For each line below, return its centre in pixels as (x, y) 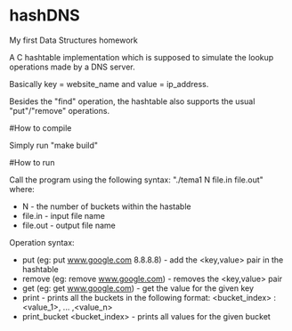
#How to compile (41, 128)
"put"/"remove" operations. (59, 110)
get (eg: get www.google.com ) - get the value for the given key (138, 288)
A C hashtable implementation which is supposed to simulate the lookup (142, 57)
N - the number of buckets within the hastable (106, 206)
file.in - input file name (63, 215)
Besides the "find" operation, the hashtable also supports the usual (132, 101)
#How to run (32, 162)
